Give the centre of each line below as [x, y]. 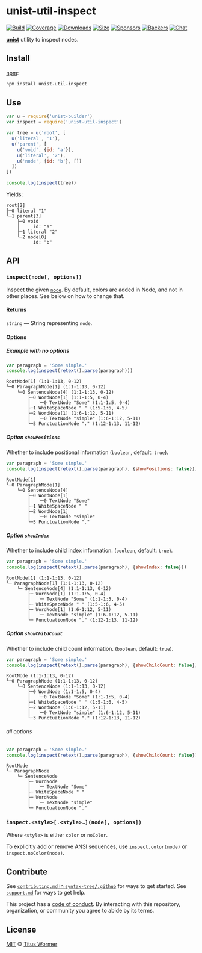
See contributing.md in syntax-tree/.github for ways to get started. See [96, 886]
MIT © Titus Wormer [32, 944]
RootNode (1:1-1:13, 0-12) [40, 676]
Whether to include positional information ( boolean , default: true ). [87, 452]
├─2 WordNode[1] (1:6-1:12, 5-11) [71, 414]
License [21, 929]
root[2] [16, 206]
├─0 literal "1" [26, 211]
